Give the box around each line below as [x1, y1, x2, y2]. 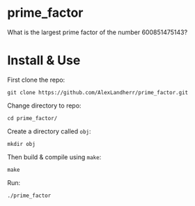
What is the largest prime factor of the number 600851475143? [7, 28, 188, 36]
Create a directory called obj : [7, 127, 92, 135]
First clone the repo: [7, 75, 65, 84]
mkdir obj [7, 140, 36, 147]
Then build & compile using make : [7, 152, 102, 161]
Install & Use [7, 52, 81, 68]
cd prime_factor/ [7, 115, 58, 122]
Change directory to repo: [7, 101, 81, 110]
